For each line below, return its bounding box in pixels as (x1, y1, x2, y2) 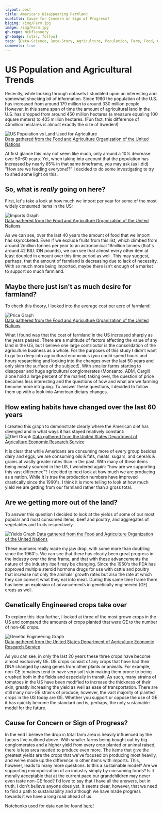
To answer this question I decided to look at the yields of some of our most (5, 511, 155, 517)
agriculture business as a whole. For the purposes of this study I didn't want (5, 348, 157, 353)
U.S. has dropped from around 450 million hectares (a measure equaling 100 (5, 111, 158, 117)
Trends (5, 74, 34, 85)
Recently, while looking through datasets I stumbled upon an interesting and (5, 90, 157, 96)
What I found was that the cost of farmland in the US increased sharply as (5, 332, 153, 338)
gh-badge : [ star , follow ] (5, 34, 57, 39)
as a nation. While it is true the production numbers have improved (5, 474, 138, 480)
